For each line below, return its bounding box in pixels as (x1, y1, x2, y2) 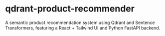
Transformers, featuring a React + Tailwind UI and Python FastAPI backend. (5, 24, 161, 30)
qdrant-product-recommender (5, 3, 135, 14)
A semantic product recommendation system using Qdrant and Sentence (5, 19, 155, 25)
